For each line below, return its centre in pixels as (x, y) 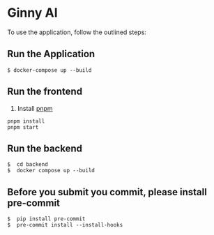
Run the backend (45, 148)
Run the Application (51, 54)
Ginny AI (32, 13)
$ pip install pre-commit (46, 219)
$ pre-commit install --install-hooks (65, 225)
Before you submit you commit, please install (107, 192)
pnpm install (26, 121)
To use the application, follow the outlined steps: (77, 32)
